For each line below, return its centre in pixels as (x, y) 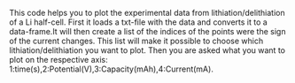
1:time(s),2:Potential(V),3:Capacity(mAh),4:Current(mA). (112, 69)
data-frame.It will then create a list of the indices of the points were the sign (147, 31)
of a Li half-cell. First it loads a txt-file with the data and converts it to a (138, 22)
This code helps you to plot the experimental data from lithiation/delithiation (147, 13)
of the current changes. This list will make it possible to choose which (136, 41)
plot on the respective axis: (58, 60)
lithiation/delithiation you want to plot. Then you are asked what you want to (147, 50)
